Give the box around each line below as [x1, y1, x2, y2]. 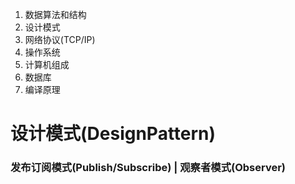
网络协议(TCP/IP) [24, 34, 96, 45]
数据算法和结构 [24, 9, 87, 20]
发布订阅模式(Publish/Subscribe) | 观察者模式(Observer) [10, 161, 286, 175]
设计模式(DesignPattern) [10, 123, 217, 145]
